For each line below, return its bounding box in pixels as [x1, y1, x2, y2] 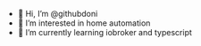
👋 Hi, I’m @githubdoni [17, 9, 98, 19]
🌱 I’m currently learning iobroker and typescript [17, 27, 192, 37]
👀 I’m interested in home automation [17, 18, 151, 28]
